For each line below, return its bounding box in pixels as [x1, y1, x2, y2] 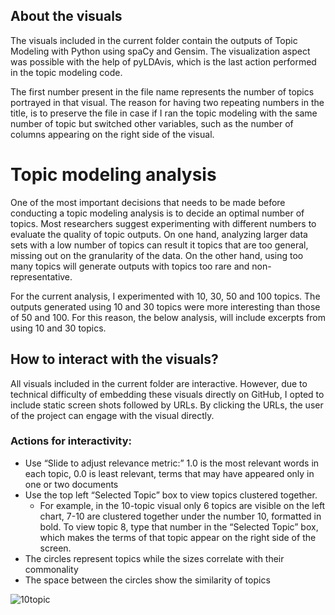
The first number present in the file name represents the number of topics [10, 85, 315, 98]
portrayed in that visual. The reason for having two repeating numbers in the [10, 96, 325, 108]
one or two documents [24, 478, 119, 490]
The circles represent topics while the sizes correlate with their [24, 552, 285, 564]
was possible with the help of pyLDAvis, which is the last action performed [10, 55, 317, 68]
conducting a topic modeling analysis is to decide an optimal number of [10, 207, 305, 219]
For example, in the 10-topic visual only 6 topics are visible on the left [39, 499, 326, 511]
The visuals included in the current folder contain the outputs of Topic [10, 34, 298, 46]
